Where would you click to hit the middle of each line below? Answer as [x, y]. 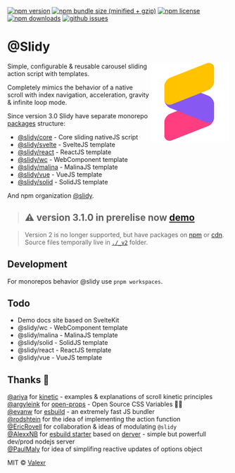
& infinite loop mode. [37, 102]
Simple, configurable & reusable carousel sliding [77, 66]
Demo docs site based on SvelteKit [68, 320]
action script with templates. [49, 73]
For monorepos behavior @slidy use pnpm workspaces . [85, 281]
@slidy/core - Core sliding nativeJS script [78, 137]
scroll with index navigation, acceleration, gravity [78, 94]
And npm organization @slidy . [51, 195]
